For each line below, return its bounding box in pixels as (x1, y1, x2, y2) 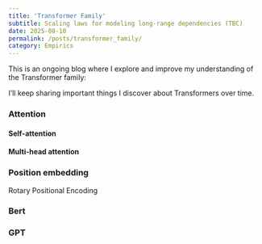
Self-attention (8, 128, 56, 138)
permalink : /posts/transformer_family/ (8, 34, 143, 43)
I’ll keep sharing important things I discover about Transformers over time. (8, 88, 255, 98)
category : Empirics (8, 42, 74, 50)
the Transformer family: (8, 73, 87, 82)
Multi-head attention (8, 147, 80, 157)
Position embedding (8, 167, 89, 179)
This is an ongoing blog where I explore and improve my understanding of (8, 64, 254, 74)
